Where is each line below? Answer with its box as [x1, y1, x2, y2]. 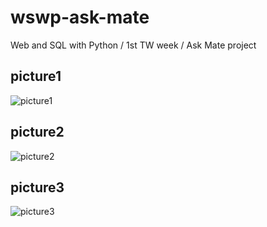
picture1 [10, 68, 62, 85]
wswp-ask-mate [10, 6, 150, 29]
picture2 [10, 124, 65, 141]
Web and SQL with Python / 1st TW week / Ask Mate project [10, 39, 257, 51]
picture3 [10, 179, 65, 196]
